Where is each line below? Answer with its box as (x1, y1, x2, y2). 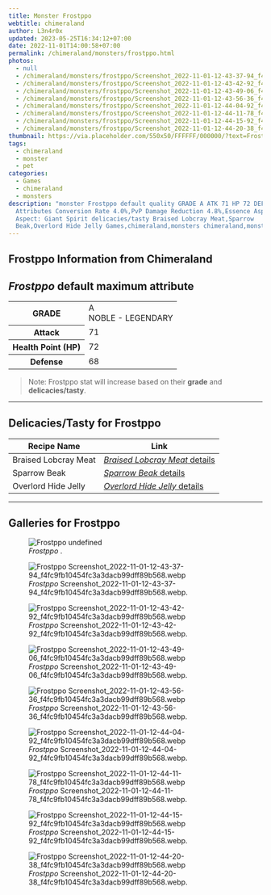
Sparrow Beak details (103, 467, 186, 478)
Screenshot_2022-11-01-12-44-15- (60, 827, 175, 837)
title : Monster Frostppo (8, 11, 92, 20)
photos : (8, 57, 35, 65)
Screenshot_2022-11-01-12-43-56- (60, 704, 177, 713)
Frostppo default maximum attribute (8, 279, 194, 293)
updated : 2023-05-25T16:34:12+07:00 (8, 34, 131, 43)
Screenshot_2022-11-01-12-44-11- (60, 786, 174, 796)
